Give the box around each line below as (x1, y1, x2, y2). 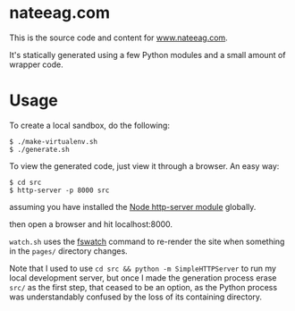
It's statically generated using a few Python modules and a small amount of (9, 49, 286, 60)
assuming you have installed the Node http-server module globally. (9, 201, 257, 212)
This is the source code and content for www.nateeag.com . (9, 32, 228, 43)
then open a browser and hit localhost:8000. (9, 218, 173, 230)
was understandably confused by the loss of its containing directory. (9, 291, 262, 302)
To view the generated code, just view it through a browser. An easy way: (9, 160, 280, 172)
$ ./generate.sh (9, 145, 70, 154)
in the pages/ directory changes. (9, 245, 128, 256)
